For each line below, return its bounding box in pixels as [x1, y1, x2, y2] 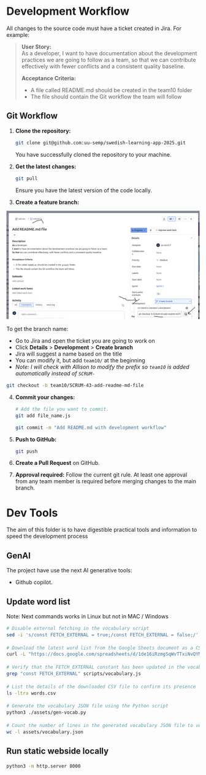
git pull [15, 175, 38, 182]
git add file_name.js [15, 413, 71, 419]
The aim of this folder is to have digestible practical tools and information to [6, 526, 197, 534]
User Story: [21, 43, 52, 50]
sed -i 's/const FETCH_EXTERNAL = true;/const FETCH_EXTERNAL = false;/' [6, 631, 199, 638]
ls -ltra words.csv [6, 690, 56, 696]
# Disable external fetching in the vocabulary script [6, 625, 150, 631]
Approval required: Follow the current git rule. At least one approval [15, 471, 188, 478]
